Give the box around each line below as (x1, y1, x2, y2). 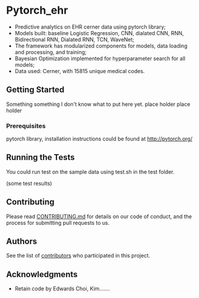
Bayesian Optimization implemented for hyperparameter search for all (14, 55, 186, 62)
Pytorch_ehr (6, 4, 68, 17)
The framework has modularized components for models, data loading (14, 42, 188, 49)
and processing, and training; (14, 48, 87, 55)
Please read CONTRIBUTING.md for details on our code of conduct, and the (6, 212, 192, 220)
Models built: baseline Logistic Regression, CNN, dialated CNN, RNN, (14, 29, 184, 36)
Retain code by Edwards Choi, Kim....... (14, 285, 110, 292)
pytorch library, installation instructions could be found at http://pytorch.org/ (6, 135, 193, 143)
